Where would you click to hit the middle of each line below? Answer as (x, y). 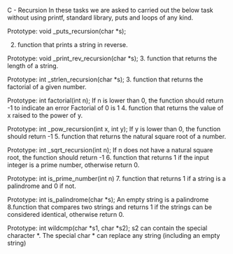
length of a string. (33, 66)
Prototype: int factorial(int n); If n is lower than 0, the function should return (115, 100)
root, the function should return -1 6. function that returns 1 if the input (108, 158)
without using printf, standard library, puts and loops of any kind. (100, 18)
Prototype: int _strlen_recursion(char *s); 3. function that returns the (105, 79)
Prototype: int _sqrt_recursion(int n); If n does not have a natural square (110, 150)
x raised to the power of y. (45, 115)
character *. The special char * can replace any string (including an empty (114, 235)
